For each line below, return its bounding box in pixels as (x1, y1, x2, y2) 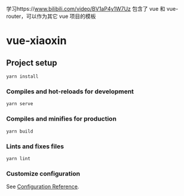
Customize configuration (6, 169, 81, 177)
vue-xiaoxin (6, 34, 67, 48)
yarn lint (6, 155, 31, 161)
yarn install (6, 73, 39, 79)
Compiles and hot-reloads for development (6, 87, 134, 96)
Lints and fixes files (6, 142, 65, 151)
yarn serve (6, 101, 33, 107)
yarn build (6, 128, 33, 134)
